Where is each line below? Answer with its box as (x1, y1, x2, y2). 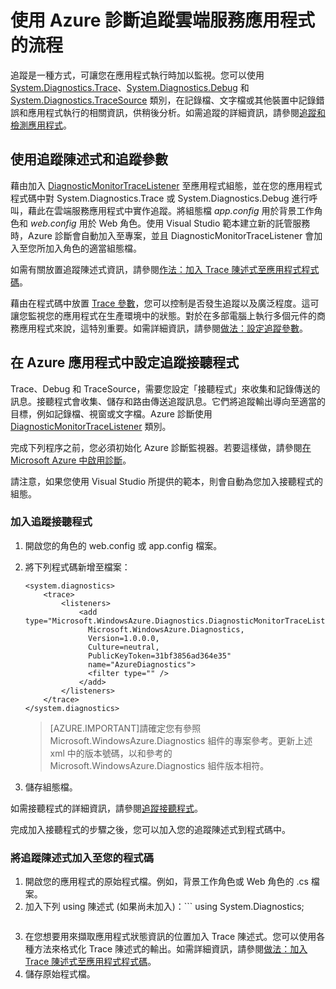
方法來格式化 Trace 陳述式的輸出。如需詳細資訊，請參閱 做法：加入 (33, 943, 308, 955)
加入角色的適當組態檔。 (44, 242, 142, 254)
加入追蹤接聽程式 (10, 515, 93, 529)
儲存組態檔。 (24, 781, 78, 793)
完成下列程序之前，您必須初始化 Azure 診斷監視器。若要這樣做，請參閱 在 (10, 441, 312, 453)
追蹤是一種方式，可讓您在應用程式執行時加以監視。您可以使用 (10, 69, 265, 81)
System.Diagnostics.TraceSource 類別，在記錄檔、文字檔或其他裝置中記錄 (10, 94, 317, 106)
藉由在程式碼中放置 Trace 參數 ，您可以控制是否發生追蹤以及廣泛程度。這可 (10, 297, 320, 309)
